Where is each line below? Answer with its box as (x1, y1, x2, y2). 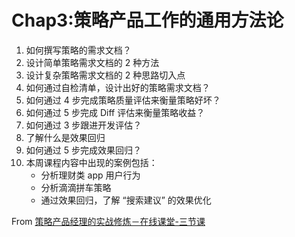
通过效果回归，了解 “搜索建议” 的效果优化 (40, 194, 212, 206)
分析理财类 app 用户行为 (40, 169, 141, 181)
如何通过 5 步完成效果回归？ (25, 144, 142, 156)
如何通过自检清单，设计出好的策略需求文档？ (25, 81, 211, 93)
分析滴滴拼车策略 (40, 181, 112, 193)
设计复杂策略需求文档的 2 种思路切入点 (25, 69, 186, 81)
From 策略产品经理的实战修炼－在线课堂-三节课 (11, 215, 206, 227)
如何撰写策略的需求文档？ (25, 44, 132, 56)
